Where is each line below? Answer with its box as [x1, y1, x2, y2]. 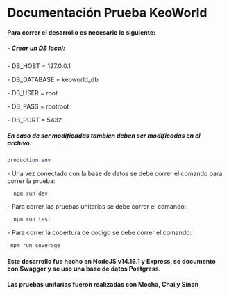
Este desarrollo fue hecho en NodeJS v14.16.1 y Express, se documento [7, 257, 217, 265]
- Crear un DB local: [7, 44, 66, 53]
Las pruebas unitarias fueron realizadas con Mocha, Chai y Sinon [7, 280, 199, 289]
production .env [7, 157, 51, 164]
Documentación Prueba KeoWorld [7, 5, 207, 21]
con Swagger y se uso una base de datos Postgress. [7, 264, 161, 273]
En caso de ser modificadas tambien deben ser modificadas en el [7, 131, 201, 140]
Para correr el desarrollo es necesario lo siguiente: [7, 28, 156, 36]
